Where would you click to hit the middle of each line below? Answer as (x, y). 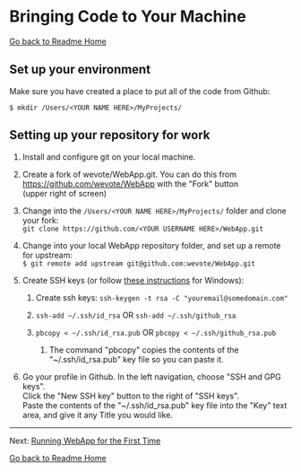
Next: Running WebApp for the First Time (85, 441)
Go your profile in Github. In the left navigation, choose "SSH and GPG (152, 376)
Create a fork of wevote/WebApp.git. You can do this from (129, 174)
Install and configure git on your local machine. (109, 157)
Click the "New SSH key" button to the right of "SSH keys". (131, 396)
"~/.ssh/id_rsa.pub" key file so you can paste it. (136, 359)
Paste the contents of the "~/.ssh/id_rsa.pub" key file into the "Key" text (155, 405)
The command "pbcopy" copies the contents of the (144, 350)
